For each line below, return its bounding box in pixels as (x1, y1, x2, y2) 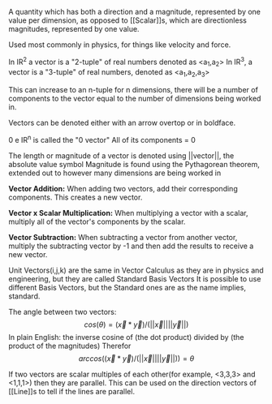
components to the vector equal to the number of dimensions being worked (8, 93, 261, 104)
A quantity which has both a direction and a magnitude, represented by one (8, 7, 261, 16)
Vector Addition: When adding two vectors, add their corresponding (8, 183, 238, 193)
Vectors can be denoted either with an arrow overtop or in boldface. (8, 118, 236, 128)
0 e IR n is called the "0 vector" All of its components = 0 (8, 134, 196, 144)
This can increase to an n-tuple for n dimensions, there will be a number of (8, 85, 258, 95)
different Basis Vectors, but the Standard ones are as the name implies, (8, 282, 246, 292)
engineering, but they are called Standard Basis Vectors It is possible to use (8, 273, 261, 283)
